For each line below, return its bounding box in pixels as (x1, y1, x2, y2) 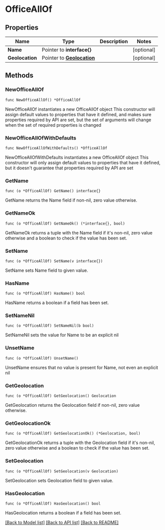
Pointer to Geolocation (42, 55, 95, 61)
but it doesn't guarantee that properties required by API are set (5, 165, 134, 171)
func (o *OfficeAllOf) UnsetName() (5, 356, 79, 361)
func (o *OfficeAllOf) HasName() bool (5, 291, 85, 296)
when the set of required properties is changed (5, 122, 102, 128)
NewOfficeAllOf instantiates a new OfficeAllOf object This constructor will (5, 106, 155, 112)
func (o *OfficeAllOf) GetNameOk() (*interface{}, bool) (5, 221, 125, 226)
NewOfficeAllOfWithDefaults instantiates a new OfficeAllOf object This (5, 154, 149, 160)
